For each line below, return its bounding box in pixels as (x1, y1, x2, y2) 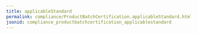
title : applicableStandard (6, 8, 72, 14)
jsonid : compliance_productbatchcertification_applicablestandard (6, 19, 172, 25)
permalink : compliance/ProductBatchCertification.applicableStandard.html (6, 14, 193, 20)
